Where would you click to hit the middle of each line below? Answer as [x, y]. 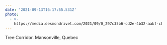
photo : [12, 14]
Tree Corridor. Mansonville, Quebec [42, 38]
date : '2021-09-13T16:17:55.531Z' [41, 10]
